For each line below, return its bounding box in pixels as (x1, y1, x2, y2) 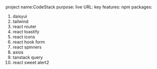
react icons (12, 34, 35, 40)
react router (12, 24, 37, 29)
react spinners (12, 44, 42, 50)
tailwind (12, 19, 29, 24)
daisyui (12, 14, 27, 19)
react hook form (12, 39, 45, 45)
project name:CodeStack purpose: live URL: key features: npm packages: (5, 4, 153, 10)
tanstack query (12, 55, 43, 60)
